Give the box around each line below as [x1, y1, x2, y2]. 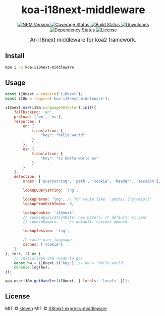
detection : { [14, 174, 41, 179]
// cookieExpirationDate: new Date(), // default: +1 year [23, 215, 148, 220]
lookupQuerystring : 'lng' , [23, 188, 79, 193]
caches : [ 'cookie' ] [23, 242, 63, 247]
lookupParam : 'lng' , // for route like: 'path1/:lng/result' [23, 197, 152, 202]
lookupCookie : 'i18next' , [23, 210, 77, 215]
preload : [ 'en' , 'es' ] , [14, 114, 63, 119]
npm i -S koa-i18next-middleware [5, 65, 74, 70]
